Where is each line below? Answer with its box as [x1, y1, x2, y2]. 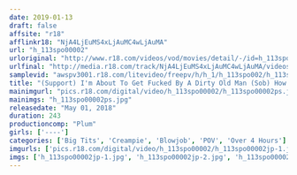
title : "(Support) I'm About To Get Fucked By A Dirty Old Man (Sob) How [9, 79, 287, 87]
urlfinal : [9, 63, 46, 72]
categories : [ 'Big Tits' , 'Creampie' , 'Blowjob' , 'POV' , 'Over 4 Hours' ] [9, 136, 287, 145]
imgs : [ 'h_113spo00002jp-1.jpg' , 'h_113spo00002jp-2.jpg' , [9, 152, 232, 162]
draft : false [9, 21, 57, 30]
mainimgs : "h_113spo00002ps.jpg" [9, 95, 133, 104]
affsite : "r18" [9, 29, 65, 38]
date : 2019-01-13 [9, 12, 73, 22]
